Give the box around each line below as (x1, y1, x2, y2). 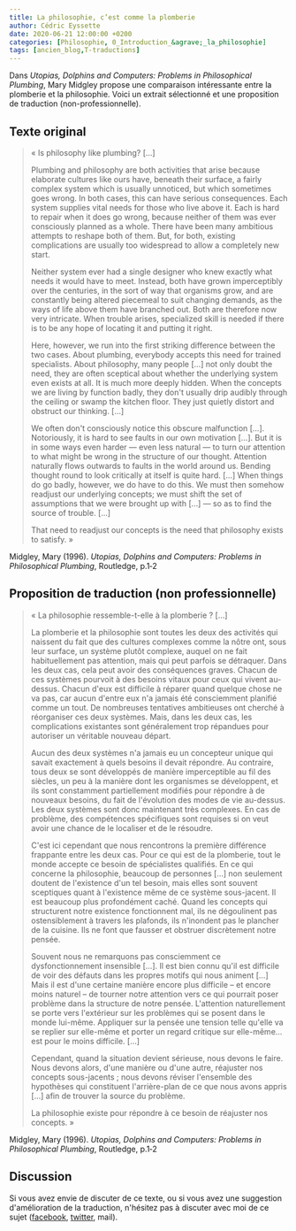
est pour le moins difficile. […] (30, 1035, 140, 1046)
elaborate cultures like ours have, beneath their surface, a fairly (30, 173, 262, 184)
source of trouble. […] (30, 507, 111, 518)
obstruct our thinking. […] (30, 405, 125, 416)
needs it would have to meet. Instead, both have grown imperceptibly (30, 275, 283, 286)
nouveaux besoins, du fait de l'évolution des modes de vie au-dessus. (30, 794, 285, 805)
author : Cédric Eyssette (9, 21, 101, 30)
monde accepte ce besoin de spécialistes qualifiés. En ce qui (30, 858, 254, 869)
